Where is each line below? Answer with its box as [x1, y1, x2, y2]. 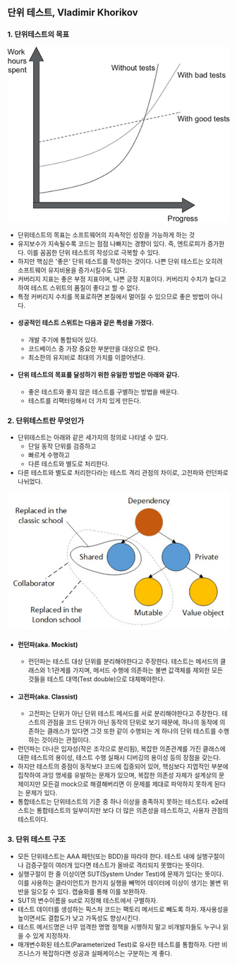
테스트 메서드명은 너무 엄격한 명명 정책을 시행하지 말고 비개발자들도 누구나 [17, 922, 221, 931]
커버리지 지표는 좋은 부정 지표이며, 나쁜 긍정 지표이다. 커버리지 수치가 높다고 [17, 275, 227, 283]
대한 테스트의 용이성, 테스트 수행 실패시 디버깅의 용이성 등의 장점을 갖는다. [17, 754, 221, 762]
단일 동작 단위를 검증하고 [28, 442, 97, 450]
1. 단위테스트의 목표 [7, 30, 70, 40]
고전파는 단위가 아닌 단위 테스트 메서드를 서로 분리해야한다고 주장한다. [28, 709, 221, 718]
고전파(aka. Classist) [17, 692, 78, 701]
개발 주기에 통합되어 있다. [28, 335, 99, 344]
